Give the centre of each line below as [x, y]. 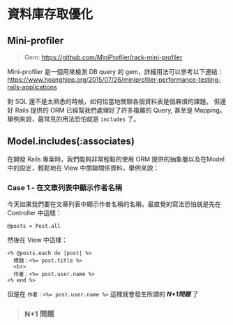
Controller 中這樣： [35, 213]
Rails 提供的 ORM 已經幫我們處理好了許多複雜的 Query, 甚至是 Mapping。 [120, 110]
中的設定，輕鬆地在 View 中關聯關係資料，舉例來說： [83, 168]
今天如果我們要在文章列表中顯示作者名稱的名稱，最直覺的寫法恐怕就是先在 [114, 204]
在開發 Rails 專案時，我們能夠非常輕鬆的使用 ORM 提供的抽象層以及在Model [116, 159]
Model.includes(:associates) [71, 142]
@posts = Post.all [34, 226]
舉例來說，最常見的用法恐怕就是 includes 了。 [74, 119]
